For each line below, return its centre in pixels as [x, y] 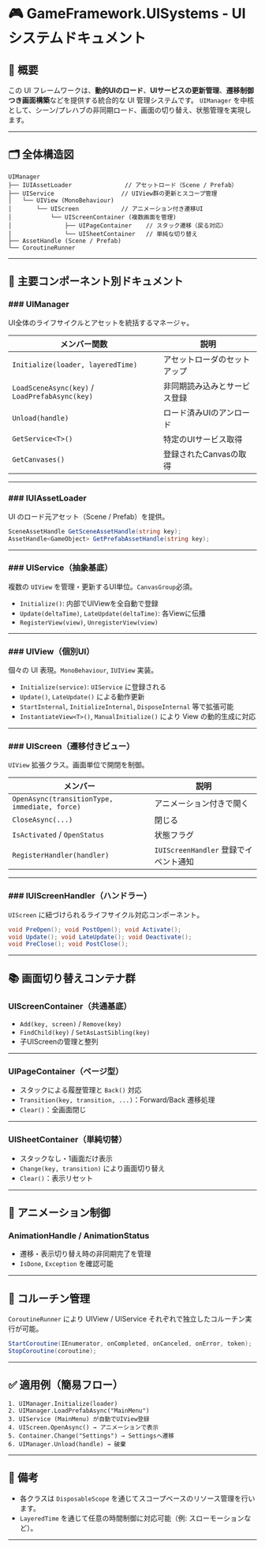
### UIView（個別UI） [51, 651]
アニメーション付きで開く [202, 804]
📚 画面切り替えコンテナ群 [72, 978]
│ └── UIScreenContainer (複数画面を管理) [92, 217]
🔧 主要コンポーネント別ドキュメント [96, 281]
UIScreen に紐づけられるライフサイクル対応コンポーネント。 [106, 914]
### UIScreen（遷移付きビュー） [71, 747]
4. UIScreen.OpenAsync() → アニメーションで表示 [84, 1427]
